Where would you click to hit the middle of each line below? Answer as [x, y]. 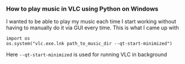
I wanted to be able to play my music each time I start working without [91, 22]
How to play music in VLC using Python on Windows [82, 9]
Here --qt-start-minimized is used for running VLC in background [87, 55]
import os [18, 39]
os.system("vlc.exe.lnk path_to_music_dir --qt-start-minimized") [89, 44]
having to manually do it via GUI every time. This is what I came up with [93, 28]
